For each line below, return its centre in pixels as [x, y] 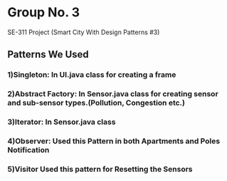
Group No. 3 [44, 12]
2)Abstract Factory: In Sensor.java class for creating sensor [113, 94]
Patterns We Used [48, 55]
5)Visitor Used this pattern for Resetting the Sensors [100, 169]
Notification [28, 150]
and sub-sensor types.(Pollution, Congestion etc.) [96, 103]
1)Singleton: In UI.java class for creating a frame [92, 75]
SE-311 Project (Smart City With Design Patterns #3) [84, 32]
